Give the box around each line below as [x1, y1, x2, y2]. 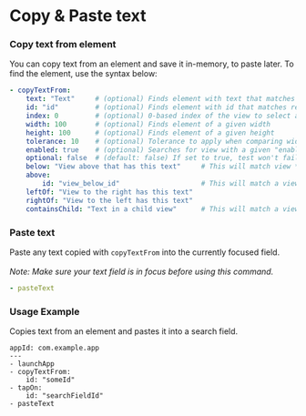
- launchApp [9, 360, 55, 369]
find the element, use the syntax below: [9, 68, 158, 79]
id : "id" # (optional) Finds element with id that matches [25, 103, 287, 112]
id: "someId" [25, 375, 76, 385]
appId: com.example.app [9, 343, 100, 353]
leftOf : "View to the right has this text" [25, 188, 194, 197]
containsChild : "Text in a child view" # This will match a [25, 204, 280, 214]
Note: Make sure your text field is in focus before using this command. [9, 266, 274, 277]
